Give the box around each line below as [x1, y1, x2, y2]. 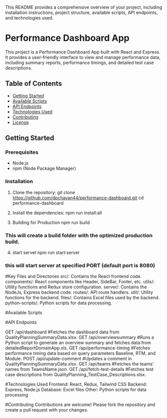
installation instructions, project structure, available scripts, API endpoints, [5, 10, 158, 16]
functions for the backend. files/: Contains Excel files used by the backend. [5, 295, 160, 301]
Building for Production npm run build [12, 219, 90, 225]
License [12, 119, 29, 125]
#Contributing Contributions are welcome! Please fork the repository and [5, 401, 155, 407]
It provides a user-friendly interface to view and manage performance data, [5, 54, 161, 60]
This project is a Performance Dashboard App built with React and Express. [5, 49, 160, 55]
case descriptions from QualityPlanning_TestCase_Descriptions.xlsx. [5, 371, 146, 377]
